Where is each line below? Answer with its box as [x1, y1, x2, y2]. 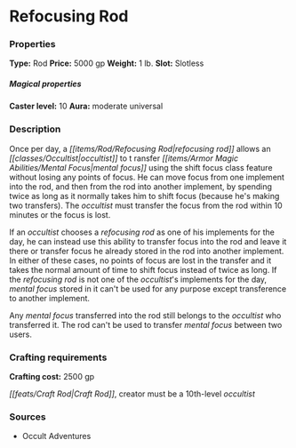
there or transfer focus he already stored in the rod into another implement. [9, 245, 284, 256]
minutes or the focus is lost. [9, 209, 111, 220]
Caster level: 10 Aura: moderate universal [9, 100, 164, 112]
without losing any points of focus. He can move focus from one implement [9, 172, 284, 182]
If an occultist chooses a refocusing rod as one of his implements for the [9, 227, 276, 237]
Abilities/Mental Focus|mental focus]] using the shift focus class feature [9, 162, 273, 172]
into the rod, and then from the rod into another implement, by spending [9, 180, 273, 192]
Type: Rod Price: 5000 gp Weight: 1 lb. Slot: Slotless [9, 58, 204, 68]
